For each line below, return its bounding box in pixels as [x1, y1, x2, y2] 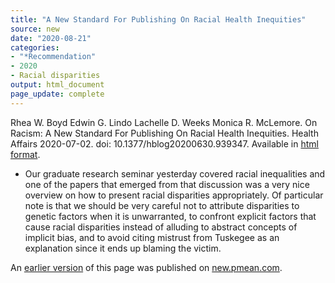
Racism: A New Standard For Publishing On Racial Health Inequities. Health [10, 127, 319, 139]
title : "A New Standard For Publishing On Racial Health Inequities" [10, 14, 307, 25]
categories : [10, 42, 60, 53]
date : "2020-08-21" [10, 33, 92, 43]
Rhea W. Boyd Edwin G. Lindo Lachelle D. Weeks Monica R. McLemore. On [10, 116, 318, 128]
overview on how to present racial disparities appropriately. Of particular [24, 189, 324, 201]
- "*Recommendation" [10, 52, 97, 62]
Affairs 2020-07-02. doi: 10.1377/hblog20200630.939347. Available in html [10, 137, 319, 150]
